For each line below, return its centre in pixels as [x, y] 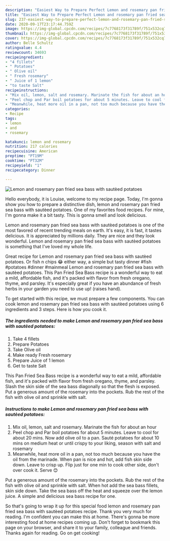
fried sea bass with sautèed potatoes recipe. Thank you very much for [78, 512]
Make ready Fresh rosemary [42, 355]
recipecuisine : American [31, 151]
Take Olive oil [27, 350]
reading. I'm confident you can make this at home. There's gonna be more [82, 517]
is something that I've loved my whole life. [49, 246]
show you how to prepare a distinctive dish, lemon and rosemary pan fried [83, 204]
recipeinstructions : [27, 90]
